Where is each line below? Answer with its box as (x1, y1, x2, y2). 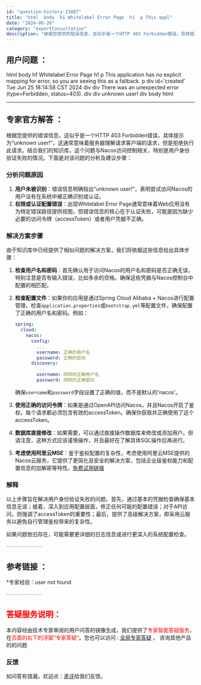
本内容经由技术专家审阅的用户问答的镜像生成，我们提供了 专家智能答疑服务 (6, 626, 190, 633)
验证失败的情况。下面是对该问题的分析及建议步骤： (6, 154, 132, 161)
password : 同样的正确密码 (36, 377, 95, 384)
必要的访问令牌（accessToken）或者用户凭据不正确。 (14, 215, 147, 222)
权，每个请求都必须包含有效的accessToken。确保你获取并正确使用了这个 (14, 409, 194, 416)
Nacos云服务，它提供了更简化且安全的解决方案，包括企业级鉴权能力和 (14, 457, 188, 464)
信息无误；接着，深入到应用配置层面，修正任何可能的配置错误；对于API (6, 503, 182, 510)
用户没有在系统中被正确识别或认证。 (14, 193, 105, 200)
